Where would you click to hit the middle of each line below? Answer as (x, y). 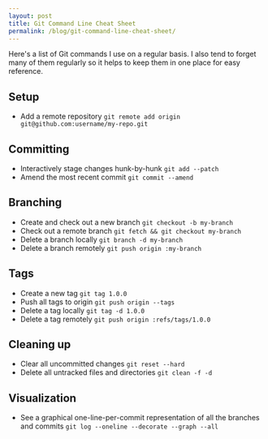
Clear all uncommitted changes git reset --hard (102, 364)
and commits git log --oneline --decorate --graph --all (119, 426)
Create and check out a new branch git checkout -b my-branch (127, 222)
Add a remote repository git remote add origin (100, 116)
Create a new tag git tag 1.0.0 (73, 293)
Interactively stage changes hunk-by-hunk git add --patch (119, 168)
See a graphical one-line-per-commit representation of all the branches (140, 418)
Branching (35, 202)
